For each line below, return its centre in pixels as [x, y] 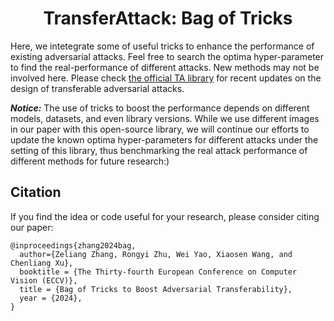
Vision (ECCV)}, [44, 280]
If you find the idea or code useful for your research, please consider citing [165, 216]
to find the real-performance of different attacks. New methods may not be [165, 67]
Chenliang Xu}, [42, 263]
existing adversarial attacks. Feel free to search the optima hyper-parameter [167, 56]
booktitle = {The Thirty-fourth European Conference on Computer [158, 272]
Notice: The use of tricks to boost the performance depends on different [160, 108]
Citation [36, 192]
